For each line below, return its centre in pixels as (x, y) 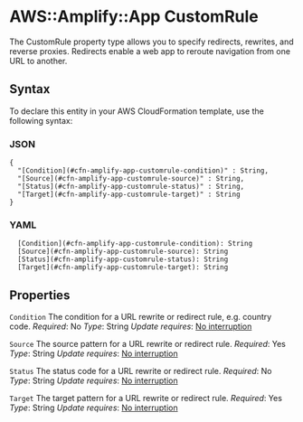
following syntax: (41, 120)
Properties (40, 295)
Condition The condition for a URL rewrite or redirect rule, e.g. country (141, 317)
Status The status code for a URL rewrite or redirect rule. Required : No (141, 371)
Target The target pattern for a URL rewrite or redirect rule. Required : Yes (146, 399)
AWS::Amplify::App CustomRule (134, 17)
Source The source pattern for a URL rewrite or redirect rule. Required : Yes (148, 344)
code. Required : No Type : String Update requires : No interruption (131, 326)
